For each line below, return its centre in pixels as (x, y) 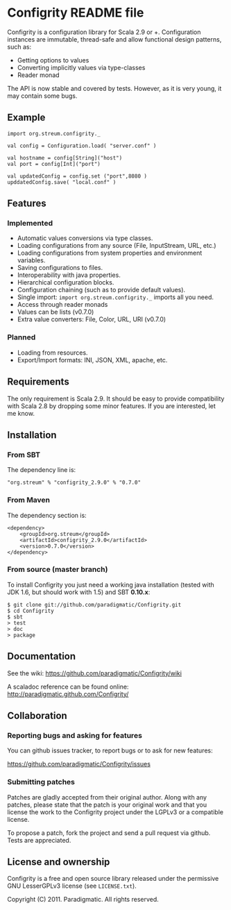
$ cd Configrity (31, 611)
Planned (22, 337)
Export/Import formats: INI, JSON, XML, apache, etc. (92, 360)
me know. (21, 413)
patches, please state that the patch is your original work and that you (107, 804)
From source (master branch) (58, 569)
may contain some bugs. (42, 96)
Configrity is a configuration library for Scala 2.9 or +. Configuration (104, 32)
